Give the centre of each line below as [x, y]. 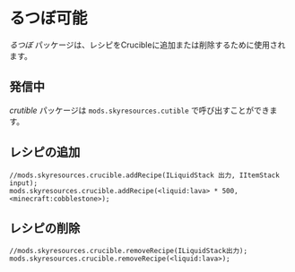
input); [24, 183]
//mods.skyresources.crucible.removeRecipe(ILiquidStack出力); [129, 251]
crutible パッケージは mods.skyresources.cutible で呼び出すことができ [140, 110]
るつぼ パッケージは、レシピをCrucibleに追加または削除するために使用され [147, 45]
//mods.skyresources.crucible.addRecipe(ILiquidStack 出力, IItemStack [144, 175]
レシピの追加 [45, 153]
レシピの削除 [45, 228]
